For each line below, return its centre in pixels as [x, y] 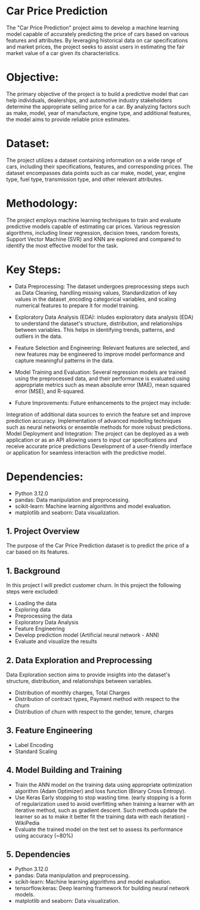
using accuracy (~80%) [44, 835]
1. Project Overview [43, 531]
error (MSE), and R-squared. [50, 391]
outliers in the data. [39, 336]
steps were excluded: [33, 592]
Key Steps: [34, 269]
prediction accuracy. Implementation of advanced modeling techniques [94, 421]
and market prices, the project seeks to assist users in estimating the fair [96, 47]
